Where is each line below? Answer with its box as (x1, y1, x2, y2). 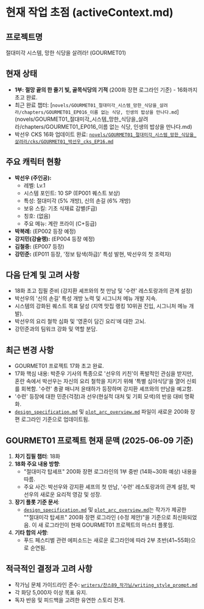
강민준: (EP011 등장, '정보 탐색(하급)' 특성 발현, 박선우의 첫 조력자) (14, 250, 172, 258)
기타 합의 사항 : (14, 529, 49, 536)
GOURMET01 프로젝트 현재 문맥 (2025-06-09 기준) (5, 435, 194, 445)
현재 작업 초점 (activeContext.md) (5, 5, 174, 20)
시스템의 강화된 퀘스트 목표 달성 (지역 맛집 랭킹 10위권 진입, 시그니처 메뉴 (14, 303, 188, 310)
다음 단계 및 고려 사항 (5, 270, 80, 281)
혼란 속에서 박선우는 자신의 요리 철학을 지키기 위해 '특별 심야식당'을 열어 (14, 378, 185, 385)
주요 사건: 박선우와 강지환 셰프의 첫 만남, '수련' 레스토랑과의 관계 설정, (23, 483, 189, 491)
